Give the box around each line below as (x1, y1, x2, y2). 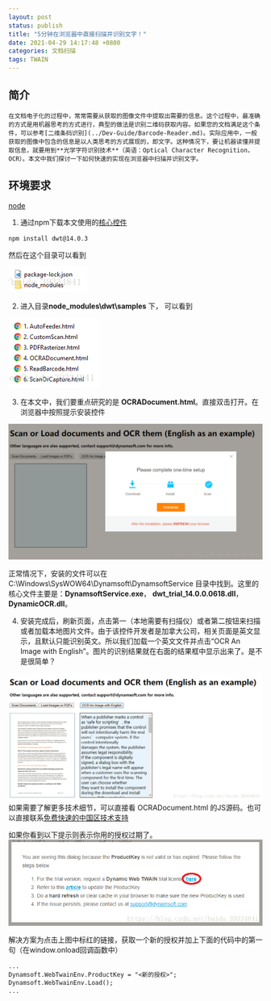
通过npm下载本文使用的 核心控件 (19, 217, 127, 227)
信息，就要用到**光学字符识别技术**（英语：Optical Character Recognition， (14, 146, 254, 154)
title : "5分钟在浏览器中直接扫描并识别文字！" (8, 30, 147, 38)
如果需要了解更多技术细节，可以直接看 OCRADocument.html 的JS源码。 (8, 802, 248, 812)
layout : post (8, 13, 52, 21)
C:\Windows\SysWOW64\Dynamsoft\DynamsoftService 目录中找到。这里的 (8, 579, 260, 588)
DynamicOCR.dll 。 (8, 599, 73, 609)
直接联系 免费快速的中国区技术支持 (15, 812, 129, 823)
